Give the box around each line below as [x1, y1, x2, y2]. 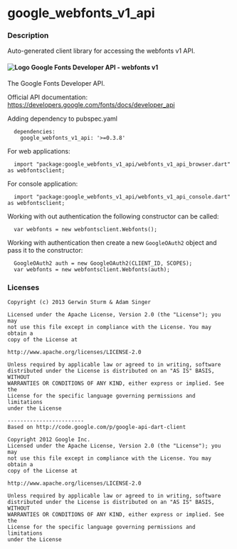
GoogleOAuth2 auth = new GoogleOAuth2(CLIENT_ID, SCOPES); [14, 259, 193, 267]
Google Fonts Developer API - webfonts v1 [31, 63, 159, 72]
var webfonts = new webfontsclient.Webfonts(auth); [14, 266, 171, 273]
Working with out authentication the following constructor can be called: [7, 212, 219, 221]
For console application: [7, 179, 78, 188]
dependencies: [14, 128, 56, 135]
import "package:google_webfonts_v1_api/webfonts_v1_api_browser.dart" [14, 161, 231, 168]
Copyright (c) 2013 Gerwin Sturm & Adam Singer [7, 298, 152, 306]
